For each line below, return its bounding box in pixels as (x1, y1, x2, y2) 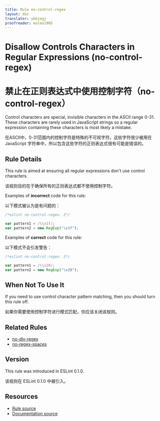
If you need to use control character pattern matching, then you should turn (5, 294, 156, 300)
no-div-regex (12, 336, 39, 342)
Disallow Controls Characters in (5, 42, 135, 52)
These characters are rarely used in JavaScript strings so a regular (5, 119, 138, 125)
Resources (5, 392, 38, 401)
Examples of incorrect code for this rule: (5, 193, 86, 199)
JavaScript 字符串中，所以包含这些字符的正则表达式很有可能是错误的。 (5, 141, 146, 146)
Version (5, 355, 29, 364)
